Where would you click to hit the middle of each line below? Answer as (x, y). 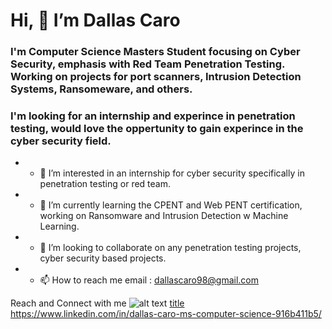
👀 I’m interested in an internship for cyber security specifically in (172, 173)
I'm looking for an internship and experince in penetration (153, 116)
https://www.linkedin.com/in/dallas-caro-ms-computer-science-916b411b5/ (166, 314)
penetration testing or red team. (105, 184)
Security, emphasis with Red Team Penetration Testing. (147, 64)
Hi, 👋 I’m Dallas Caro (95, 20)
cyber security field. (61, 141)
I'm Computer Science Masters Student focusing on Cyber (155, 52)
